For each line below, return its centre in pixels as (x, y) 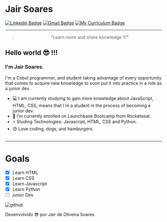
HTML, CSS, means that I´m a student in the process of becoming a (81, 105)
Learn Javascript (30, 184)
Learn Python (26, 189)
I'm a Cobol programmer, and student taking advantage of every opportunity (83, 77)
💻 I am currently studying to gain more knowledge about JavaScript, (83, 98)
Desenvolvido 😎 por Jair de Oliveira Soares (50, 214)
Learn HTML (25, 172)
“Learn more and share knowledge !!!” (90, 37)
